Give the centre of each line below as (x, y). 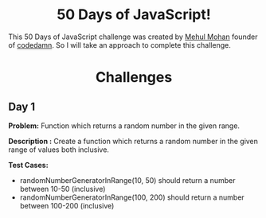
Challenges (134, 78)
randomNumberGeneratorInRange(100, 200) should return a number (132, 197)
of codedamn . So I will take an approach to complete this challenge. (119, 45)
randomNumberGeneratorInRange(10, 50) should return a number (127, 180)
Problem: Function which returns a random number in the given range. (124, 126)
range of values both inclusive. (59, 150)
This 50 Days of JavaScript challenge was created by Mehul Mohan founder (133, 37)
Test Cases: (29, 165)
